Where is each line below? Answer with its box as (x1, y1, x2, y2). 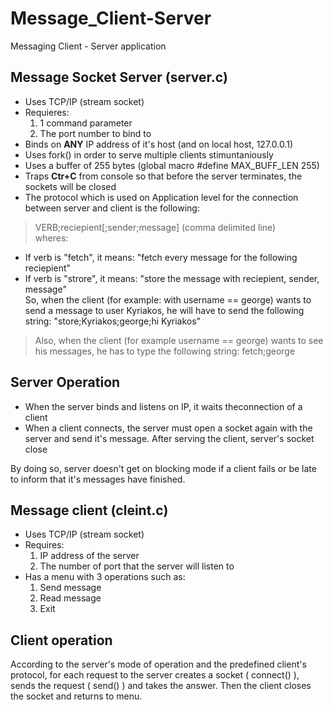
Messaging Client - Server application (10, 40, 167, 52)
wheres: (34, 232, 69, 244)
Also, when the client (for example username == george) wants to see (34, 334, 324, 346)
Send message (39, 582, 102, 594)
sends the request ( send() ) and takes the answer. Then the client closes (10, 680, 312, 692)
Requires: (24, 539, 65, 551)
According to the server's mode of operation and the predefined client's (10, 658, 307, 671)
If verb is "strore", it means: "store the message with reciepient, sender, (24, 272, 320, 284)
